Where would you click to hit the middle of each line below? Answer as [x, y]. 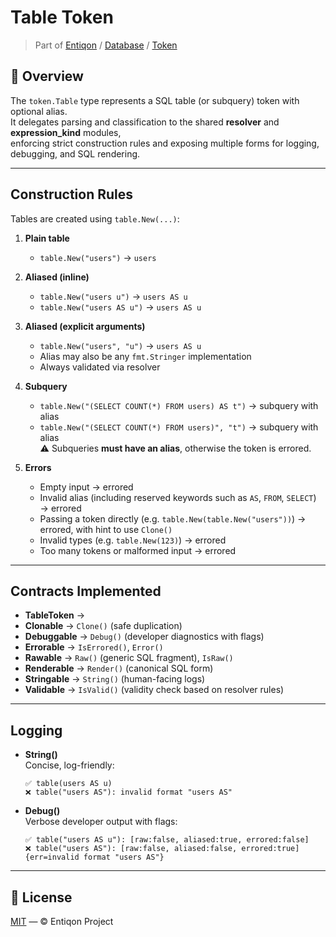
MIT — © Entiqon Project [62, 921]
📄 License [41, 897]
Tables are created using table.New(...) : [95, 218]
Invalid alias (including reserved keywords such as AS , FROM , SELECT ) [178, 497]
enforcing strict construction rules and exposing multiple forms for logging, [165, 143]
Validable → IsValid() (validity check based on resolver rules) [154, 690]
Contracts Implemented [86, 591]
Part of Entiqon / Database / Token [106, 45]
